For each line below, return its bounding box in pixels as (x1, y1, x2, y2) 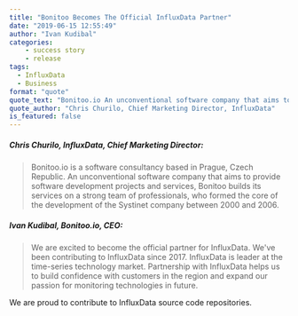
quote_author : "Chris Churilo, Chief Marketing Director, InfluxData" (9, 104, 276, 113)
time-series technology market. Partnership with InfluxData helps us (30, 261, 281, 272)
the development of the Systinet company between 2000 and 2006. (30, 200, 279, 210)
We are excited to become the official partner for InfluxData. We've (30, 242, 276, 253)
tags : (9, 63, 29, 72)
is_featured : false (9, 112, 82, 121)
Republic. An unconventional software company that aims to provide (30, 171, 281, 182)
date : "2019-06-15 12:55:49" (9, 21, 117, 30)
